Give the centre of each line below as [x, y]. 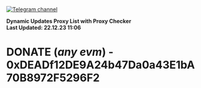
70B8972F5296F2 [53, 78]
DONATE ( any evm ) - [60, 52]
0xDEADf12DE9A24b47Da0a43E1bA [100, 65]
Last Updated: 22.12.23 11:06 [44, 28]
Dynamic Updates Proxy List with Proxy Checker [69, 21]
